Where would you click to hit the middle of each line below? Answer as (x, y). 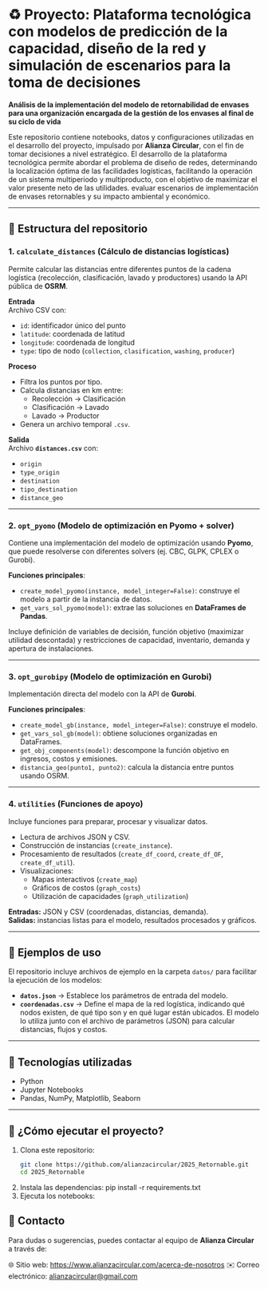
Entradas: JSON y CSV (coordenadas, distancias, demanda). (108, 912)
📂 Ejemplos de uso (55, 952)
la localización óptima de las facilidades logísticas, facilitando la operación (130, 171)
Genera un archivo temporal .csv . (75, 424)
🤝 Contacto (37, 1221)
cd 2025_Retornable (52, 1172)
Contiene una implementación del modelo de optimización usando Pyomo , (131, 542)
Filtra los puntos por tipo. (61, 381)
